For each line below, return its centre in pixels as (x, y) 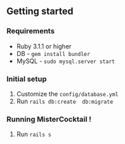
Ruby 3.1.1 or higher (44, 46)
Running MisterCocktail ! (49, 119)
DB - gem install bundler (53, 53)
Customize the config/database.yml (67, 93)
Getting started (40, 11)
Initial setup (27, 79)
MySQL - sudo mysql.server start (66, 61)
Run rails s (34, 134)
